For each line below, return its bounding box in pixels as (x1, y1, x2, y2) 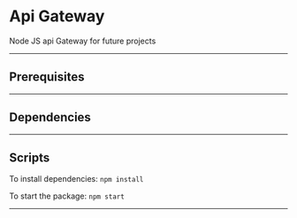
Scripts (9, 150, 50, 165)
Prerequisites (9, 69, 85, 85)
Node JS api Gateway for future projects (9, 35, 156, 46)
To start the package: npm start (9, 191, 126, 201)
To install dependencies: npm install (9, 174, 144, 184)
